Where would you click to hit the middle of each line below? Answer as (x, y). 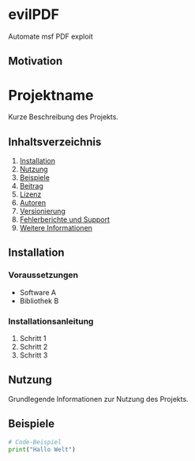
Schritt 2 (34, 347)
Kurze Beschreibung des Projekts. (63, 117)
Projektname (51, 95)
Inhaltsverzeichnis (55, 142)
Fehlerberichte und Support (65, 219)
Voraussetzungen (43, 275)
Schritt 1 (33, 339)
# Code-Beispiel (35, 442)
